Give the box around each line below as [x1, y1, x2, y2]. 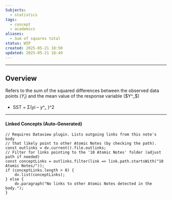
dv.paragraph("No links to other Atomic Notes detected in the [14, 181, 153, 187]
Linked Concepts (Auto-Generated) [5, 121, 82, 127]
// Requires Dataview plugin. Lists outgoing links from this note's [5, 132, 157, 137]
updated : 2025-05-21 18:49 [5, 50, 63, 55]
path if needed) [5, 154, 40, 160]
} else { [5, 177, 24, 182]
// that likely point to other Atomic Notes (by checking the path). [5, 141, 157, 146]
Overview [5, 74, 37, 82]
